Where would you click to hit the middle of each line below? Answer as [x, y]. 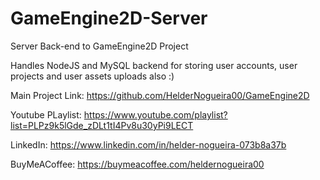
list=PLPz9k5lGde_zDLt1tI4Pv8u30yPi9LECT [102, 125]
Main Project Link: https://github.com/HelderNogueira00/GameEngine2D [160, 95]
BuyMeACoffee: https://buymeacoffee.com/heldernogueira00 [137, 164]
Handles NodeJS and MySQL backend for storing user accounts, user [154, 65]
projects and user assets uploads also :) [92, 76]
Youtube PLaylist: [46, 114]
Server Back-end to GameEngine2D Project [99, 46]
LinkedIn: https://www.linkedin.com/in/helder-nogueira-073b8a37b [148, 144]
